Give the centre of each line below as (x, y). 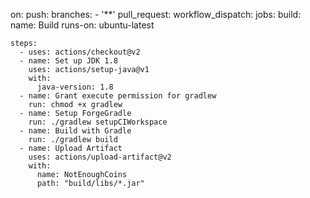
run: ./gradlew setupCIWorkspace (98, 122)
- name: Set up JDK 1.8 (68, 61)
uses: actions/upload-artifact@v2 (100, 157)
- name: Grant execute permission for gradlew (118, 96)
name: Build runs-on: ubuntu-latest (82, 25)
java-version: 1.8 (75, 87)
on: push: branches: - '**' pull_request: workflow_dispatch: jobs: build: (156, 14)
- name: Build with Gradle (75, 131)
